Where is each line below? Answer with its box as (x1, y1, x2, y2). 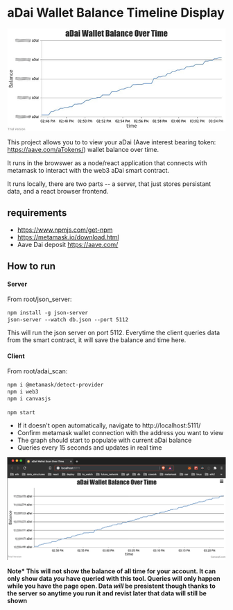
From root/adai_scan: (7, 367, 68, 375)
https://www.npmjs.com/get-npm (17, 226, 113, 234)
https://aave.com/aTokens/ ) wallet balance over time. (7, 145, 159, 153)
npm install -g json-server (7, 310, 89, 316)
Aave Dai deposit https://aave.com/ (17, 240, 119, 248)
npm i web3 (7, 389, 39, 396)
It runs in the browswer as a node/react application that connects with (7, 158, 207, 167)
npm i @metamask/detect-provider (7, 382, 104, 389)
